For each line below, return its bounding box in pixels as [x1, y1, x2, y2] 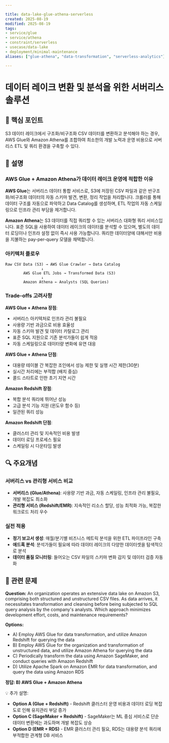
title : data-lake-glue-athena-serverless [5, 12, 94, 17]
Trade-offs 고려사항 [5, 292, 52, 299]
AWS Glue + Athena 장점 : [5, 305, 58, 311]
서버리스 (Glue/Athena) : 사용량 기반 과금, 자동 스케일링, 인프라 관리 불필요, [12, 490, 160, 496]
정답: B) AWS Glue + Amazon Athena [5, 679, 82, 685]
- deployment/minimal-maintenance [5, 49, 78, 54]
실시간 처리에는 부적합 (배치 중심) [12, 368, 78, 374]
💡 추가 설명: [5, 690, 29, 696]
